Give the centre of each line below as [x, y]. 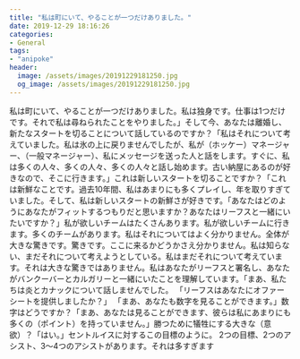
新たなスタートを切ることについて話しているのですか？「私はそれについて [146, 133]
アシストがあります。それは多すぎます [144, 346]
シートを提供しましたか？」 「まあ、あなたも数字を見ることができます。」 [146, 301]
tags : [19, 51]
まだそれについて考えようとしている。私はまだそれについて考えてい [150, 256]
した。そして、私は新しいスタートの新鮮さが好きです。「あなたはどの [152, 200]
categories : [31, 34]
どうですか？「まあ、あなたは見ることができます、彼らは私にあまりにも [158, 312]
